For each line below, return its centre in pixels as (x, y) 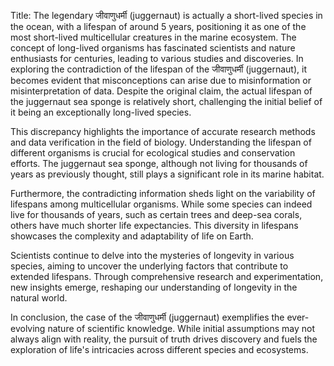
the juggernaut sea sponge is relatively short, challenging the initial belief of (166, 101)
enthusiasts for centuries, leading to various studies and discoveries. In (157, 58)
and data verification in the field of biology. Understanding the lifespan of (161, 142)
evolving (28, 328)
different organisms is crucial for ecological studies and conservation (153, 153)
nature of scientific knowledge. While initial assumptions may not (181, 328)
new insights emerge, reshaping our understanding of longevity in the (154, 287)
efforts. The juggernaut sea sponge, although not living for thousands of (159, 163)
